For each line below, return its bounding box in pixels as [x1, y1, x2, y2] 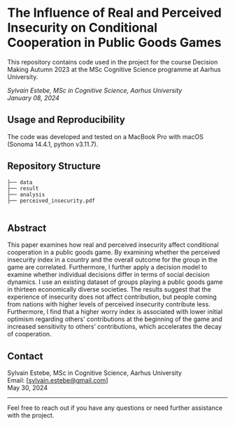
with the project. [7, 411, 55, 420]
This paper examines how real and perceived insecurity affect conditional [7, 241, 219, 249]
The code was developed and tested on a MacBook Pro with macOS [7, 132, 204, 141]
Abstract [7, 222, 47, 234]
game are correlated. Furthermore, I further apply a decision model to [7, 263, 208, 271]
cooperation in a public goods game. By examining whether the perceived [7, 248, 220, 257]
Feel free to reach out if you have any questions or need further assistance [7, 404, 222, 412]
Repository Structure [7, 160, 101, 172]
